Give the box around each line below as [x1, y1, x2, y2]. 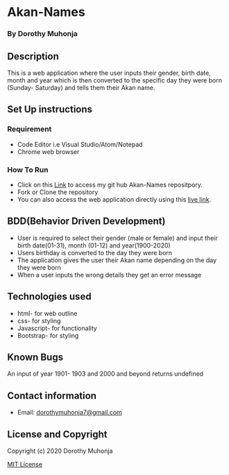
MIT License [7, 460, 43, 468]
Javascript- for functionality [17, 324, 97, 332]
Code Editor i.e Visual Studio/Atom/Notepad [17, 140, 144, 148]
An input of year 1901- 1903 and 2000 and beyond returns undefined [7, 370, 203, 378]
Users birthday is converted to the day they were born [17, 248, 172, 257]
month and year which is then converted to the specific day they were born [7, 76, 223, 84]
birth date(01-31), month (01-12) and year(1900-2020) [17, 241, 171, 250]
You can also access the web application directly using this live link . [17, 195, 212, 203]
